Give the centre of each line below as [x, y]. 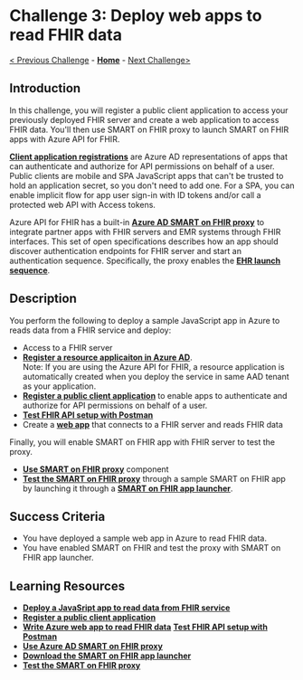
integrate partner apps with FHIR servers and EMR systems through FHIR [145, 231]
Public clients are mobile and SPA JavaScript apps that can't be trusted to [147, 175]
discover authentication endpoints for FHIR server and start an [126, 250]
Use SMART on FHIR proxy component [95, 469]
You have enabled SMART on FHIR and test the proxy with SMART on [151, 548]
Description [43, 299]
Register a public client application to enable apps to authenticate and [155, 395]
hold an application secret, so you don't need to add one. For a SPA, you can [152, 185]
